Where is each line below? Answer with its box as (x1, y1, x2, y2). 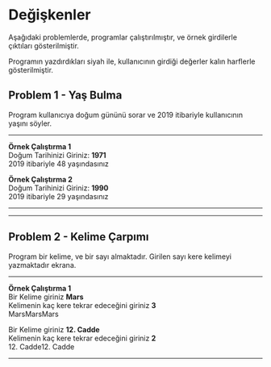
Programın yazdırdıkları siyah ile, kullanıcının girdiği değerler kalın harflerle (8, 56, 256, 66)
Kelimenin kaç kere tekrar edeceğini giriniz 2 (8, 333, 156, 343)
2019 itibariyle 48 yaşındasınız (8, 159, 109, 169)
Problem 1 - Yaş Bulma (8, 89, 123, 102)
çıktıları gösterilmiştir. (8, 40, 79, 50)
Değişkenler (8, 6, 91, 24)
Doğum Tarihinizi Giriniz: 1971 (8, 150, 106, 160)
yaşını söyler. (8, 119, 52, 128)
